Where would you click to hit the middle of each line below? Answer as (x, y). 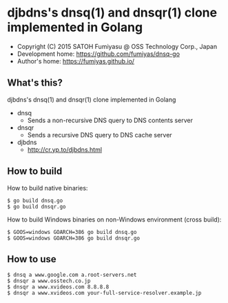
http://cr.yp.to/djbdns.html (64, 149)
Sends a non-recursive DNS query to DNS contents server (110, 120)
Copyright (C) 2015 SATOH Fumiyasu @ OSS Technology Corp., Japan (117, 46)
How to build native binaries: (48, 188)
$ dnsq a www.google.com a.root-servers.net (72, 275)
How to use (32, 259)
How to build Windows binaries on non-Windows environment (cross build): (114, 219)
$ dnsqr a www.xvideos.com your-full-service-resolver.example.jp (104, 293)
